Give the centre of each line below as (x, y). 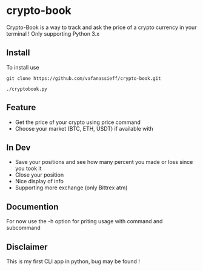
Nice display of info (39, 181)
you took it (28, 168)
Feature (21, 107)
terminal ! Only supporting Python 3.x (53, 33)
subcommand (23, 228)
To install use (23, 67)
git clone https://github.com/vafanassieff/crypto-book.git (84, 78)
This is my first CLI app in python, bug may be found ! (73, 261)
